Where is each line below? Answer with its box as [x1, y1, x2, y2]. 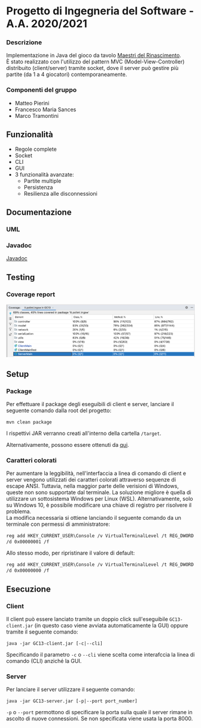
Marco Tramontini [14, 112, 59, 119]
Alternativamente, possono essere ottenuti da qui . [6, 441, 130, 448]
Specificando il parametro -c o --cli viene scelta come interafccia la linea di [6, 651, 195, 658]
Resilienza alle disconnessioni [23, 190, 98, 197]
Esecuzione [6, 584, 51, 594]
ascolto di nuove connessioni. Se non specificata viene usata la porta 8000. [6, 715, 193, 722]
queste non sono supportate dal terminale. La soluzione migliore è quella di [6, 489, 191, 496]
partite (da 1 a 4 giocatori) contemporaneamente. [6, 71, 127, 78]
